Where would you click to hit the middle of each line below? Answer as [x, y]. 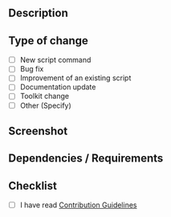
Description [38, 13]
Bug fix [32, 69]
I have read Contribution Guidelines [78, 205]
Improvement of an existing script [75, 78]
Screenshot [38, 131]
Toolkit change [45, 96]
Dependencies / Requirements [86, 159]
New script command [55, 60]
